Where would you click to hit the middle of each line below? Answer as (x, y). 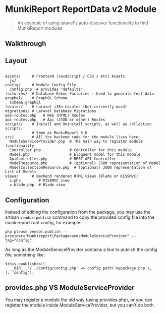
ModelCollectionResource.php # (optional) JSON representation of (81, 168)
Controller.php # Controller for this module (71, 150)
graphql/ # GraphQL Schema (36, 98)
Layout (16, 61)
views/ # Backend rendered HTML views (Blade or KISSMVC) (72, 176)
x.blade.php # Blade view (37, 185)
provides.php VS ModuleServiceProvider (70, 288)
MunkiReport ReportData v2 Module (81, 9)
